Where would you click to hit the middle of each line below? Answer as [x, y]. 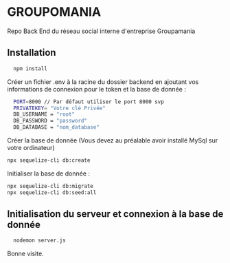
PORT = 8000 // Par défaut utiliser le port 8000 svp [89, 102]
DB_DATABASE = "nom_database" [56, 127]
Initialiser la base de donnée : [49, 173]
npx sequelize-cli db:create [49, 160]
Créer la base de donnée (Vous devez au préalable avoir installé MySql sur [113, 140]
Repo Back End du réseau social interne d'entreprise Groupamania [101, 31]
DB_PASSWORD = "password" [50, 121]
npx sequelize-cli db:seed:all [52, 192]
